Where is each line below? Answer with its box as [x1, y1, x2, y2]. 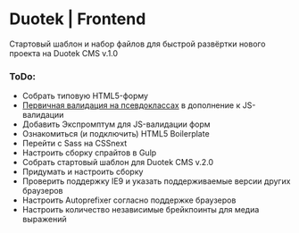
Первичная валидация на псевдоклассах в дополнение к [21, 100, 241, 111]
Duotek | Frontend [9, 9, 146, 29]
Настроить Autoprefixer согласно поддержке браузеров [21, 195, 237, 205]
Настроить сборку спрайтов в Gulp [21, 147, 157, 158]
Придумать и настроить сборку [21, 166, 144, 178]
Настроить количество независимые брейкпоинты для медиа [21, 204, 260, 215]
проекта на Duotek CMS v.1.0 [9, 47, 119, 58]
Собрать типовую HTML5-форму [21, 90, 149, 102]
